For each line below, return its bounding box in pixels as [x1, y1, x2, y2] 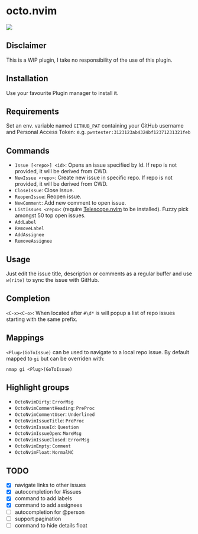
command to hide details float [14, 522, 87, 529]
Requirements [6, 106, 59, 116]
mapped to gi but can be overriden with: [6, 355, 105, 362]
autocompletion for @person [14, 508, 85, 516]
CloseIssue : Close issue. [14, 187, 74, 194]
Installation [6, 74, 48, 84]
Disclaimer [6, 40, 47, 51]
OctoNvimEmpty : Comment [14, 442, 71, 449]
